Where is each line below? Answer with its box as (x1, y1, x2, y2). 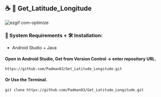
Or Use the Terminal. (5, 77, 47, 83)
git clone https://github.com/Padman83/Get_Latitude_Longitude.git (5, 87, 144, 92)
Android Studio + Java (12, 45, 57, 51)
